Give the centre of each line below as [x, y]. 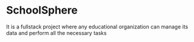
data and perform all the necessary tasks [57, 33]
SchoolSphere [42, 10]
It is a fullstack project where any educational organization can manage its [97, 27]
